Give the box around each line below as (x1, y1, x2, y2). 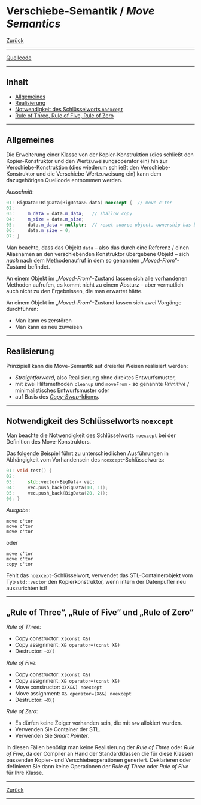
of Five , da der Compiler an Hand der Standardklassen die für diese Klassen (6, 750, 193, 758)
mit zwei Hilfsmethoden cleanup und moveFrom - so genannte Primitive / (14, 380, 190, 387)
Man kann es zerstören (14, 316, 72, 324)
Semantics (6, 17, 61, 31)
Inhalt (6, 77, 28, 88)
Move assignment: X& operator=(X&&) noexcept (14, 690, 132, 697)
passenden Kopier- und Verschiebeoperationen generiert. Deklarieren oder (6, 756, 191, 764)
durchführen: (6, 305, 39, 312)
